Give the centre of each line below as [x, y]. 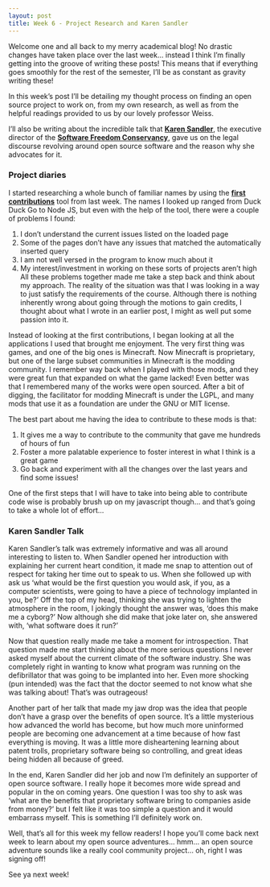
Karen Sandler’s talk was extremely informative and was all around [119, 549]
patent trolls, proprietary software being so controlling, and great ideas [125, 751]
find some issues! [49, 477]
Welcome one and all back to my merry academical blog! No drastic [121, 46]
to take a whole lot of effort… [56, 510]
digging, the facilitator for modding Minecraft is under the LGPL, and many [131, 394]
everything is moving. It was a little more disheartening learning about [124, 742]
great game [39, 460]
